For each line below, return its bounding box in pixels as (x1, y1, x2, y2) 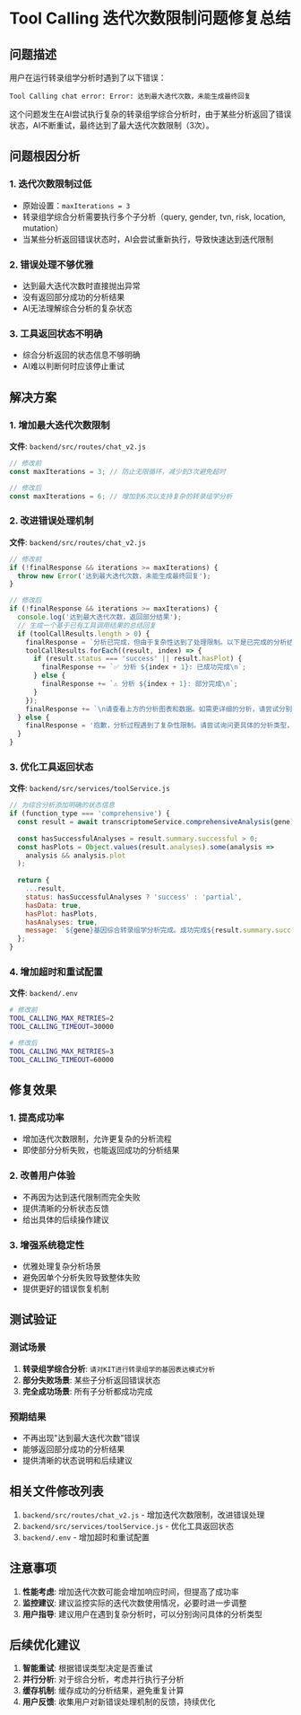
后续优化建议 (9, 1637, 81, 1652)
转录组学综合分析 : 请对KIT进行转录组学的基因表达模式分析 (21, 1363, 216, 1374)
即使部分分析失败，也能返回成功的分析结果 (21, 1145, 180, 1156)
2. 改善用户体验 (9, 1169, 76, 1182)
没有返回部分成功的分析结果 (21, 291, 125, 302)
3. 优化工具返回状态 (9, 761, 94, 773)
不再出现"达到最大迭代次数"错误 (21, 1432, 141, 1443)
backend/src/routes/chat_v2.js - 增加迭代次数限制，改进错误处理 (21, 1509, 265, 1520)
